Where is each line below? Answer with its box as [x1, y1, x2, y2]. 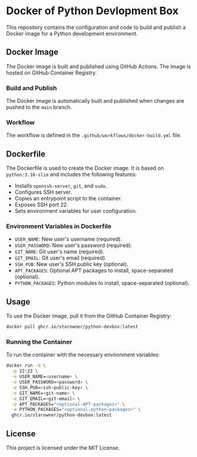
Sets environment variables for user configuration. [14, 208, 137, 215]
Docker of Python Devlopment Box [6, 4, 179, 18]
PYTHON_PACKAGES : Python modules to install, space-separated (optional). [14, 280, 190, 287]
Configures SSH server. [14, 189, 73, 196]
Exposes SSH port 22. [14, 201, 69, 208]
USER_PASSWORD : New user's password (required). [14, 242, 133, 249]
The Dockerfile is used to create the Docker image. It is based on [6, 164, 164, 172]
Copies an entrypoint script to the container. [14, 195, 122, 202]
